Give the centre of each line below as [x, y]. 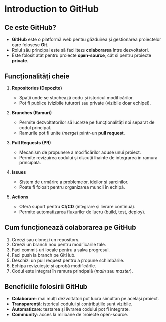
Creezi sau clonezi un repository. [45, 239]
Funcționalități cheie [37, 76]
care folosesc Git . [30, 45]
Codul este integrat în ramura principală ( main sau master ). [72, 271]
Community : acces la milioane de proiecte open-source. [70, 315]
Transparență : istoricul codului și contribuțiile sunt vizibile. [72, 304]
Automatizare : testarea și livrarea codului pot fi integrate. [71, 309]
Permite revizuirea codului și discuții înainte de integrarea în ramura [88, 157]
